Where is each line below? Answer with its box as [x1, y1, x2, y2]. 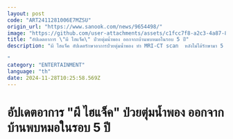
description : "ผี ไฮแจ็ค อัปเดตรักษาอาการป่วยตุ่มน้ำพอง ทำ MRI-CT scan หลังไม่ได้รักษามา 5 [7, 42, 224, 49]
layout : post [7, 10, 45, 17]
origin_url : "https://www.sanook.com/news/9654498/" [7, 23, 163, 30]
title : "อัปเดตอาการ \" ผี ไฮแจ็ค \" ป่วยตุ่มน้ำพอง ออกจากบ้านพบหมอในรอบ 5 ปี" [7, 36, 189, 43]
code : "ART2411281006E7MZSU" [7, 17, 92, 24]
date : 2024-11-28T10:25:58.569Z [7, 74, 101, 81]
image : [7, 29, 26, 37]
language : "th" [7, 67, 51, 75]
